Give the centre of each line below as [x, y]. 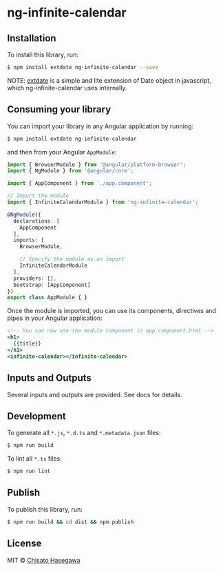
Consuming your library [59, 109]
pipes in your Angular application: [55, 318]
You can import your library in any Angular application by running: [100, 126]
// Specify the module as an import [72, 259]
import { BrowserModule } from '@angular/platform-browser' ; [97, 164]
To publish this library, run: [45, 509]
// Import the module [38, 196]
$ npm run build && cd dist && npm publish [71, 522]
